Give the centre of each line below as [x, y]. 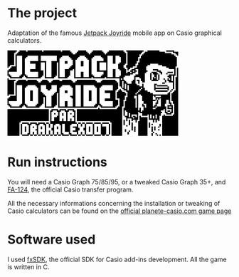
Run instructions [58, 162]
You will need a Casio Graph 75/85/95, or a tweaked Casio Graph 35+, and [117, 182]
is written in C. [28, 267]
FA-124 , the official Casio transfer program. [70, 189]
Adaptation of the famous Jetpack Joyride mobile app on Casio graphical [115, 33]
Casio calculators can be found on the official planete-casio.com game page [119, 211]
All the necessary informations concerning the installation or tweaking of [114, 203]
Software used [52, 240]
